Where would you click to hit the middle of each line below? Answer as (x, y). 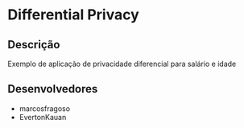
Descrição (34, 45)
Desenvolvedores (53, 89)
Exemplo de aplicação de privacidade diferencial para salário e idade (122, 64)
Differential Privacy (74, 15)
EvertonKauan (43, 117)
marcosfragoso (44, 108)
